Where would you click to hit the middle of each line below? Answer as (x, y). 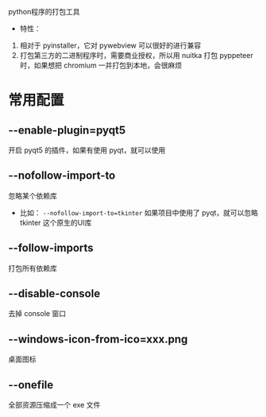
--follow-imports (51, 248)
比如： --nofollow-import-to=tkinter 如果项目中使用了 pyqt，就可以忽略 (139, 212)
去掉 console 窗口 (37, 314)
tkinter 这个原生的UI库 (56, 222)
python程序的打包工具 (44, 12)
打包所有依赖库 (33, 268)
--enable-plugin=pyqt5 (67, 130)
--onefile (31, 385)
